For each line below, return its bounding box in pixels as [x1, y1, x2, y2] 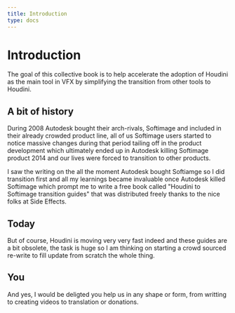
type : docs [7, 17, 39, 24]
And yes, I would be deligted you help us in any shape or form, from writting [7, 290, 227, 298]
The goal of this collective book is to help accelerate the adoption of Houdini [7, 70, 229, 79]
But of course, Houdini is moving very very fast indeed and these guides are [7, 237, 228, 245]
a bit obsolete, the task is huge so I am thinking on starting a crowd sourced [7, 244, 227, 253]
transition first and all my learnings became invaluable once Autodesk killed [7, 175, 226, 183]
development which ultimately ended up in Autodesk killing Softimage [7, 147, 209, 155]
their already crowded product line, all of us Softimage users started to [7, 131, 212, 140]
